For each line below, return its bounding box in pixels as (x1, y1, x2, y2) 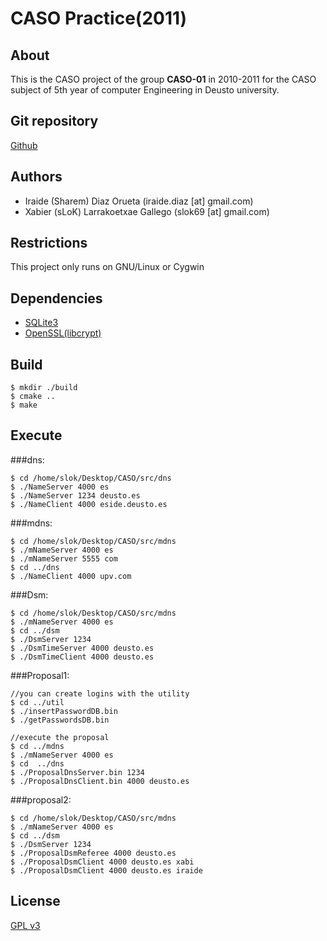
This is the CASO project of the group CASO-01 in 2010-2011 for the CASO (10, 73, 317, 85)
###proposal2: (10, 793, 72, 806)
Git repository (10, 113, 99, 130)
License (10, 893, 61, 910)
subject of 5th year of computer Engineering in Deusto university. (10, 84, 280, 96)
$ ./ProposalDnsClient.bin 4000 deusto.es (10, 776, 190, 786)
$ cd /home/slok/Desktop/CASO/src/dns (10, 473, 172, 483)
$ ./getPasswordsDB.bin (10, 715, 110, 725)
